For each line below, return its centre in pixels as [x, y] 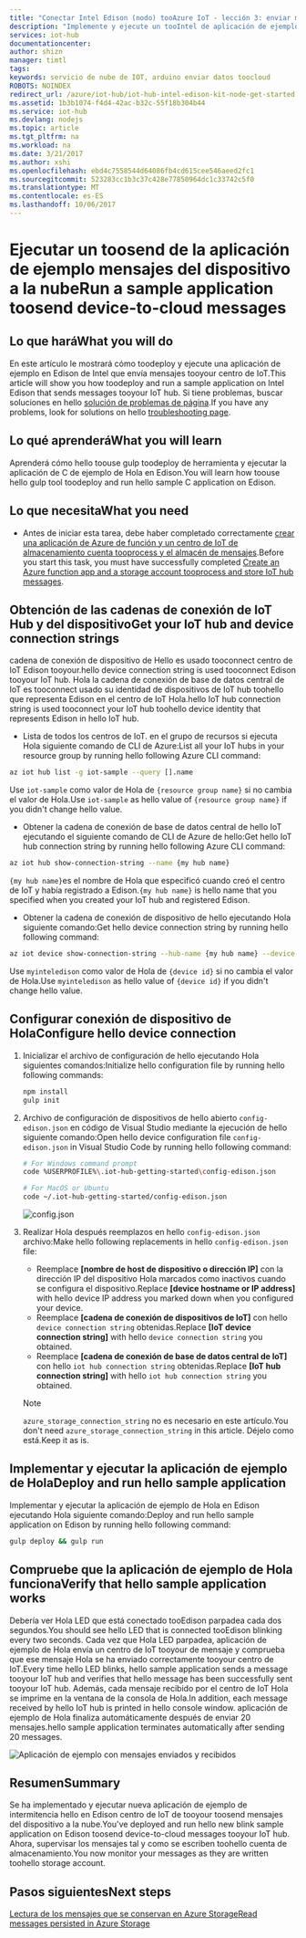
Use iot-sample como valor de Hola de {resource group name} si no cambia [151, 790]
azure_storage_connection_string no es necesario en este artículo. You [155, 1421]
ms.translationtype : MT [55, 188]
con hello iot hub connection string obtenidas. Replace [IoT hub [158, 1366]
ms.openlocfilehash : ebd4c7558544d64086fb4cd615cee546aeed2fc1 [132, 171]
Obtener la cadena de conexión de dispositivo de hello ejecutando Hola [157, 917]
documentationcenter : [51, 43]
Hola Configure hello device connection [123, 1034]
